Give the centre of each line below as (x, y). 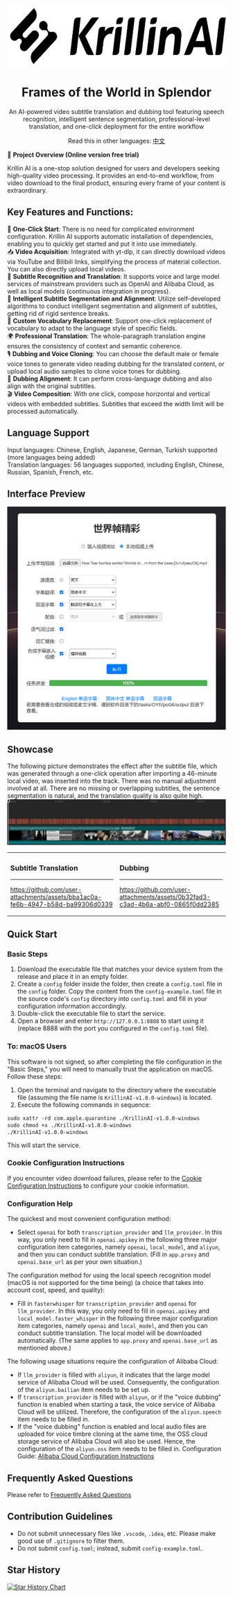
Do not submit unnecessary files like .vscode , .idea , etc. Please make (116, 1533)
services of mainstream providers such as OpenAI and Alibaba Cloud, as (111, 284)
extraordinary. (27, 190)
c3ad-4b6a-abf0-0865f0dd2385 (170, 904)
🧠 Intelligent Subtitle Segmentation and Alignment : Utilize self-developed (114, 298)
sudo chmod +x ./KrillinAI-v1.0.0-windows (69, 1125)
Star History (34, 1570)
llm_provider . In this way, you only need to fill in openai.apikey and (113, 1311)
